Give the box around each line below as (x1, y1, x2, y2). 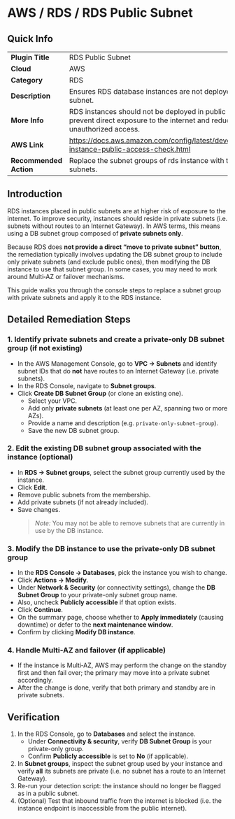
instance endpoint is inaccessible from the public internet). (17, 804, 187, 813)
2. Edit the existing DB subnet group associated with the (7, 443, 201, 453)
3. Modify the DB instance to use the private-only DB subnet (7, 543, 215, 553)
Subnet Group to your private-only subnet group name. (17, 591, 178, 599)
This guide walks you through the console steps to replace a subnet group (7, 285, 222, 294)
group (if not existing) (7, 343, 83, 353)
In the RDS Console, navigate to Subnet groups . (17, 381, 157, 390)
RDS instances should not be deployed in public (69, 107, 226, 116)
